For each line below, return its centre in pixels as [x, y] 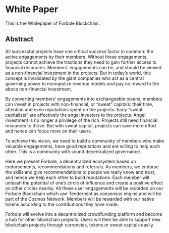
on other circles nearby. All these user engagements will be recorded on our [84, 188]
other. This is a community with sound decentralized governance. [73, 151]
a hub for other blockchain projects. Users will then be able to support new [83, 219]
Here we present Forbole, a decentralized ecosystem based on [71, 161]
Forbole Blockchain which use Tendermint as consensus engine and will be [83, 194]
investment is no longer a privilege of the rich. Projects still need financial [81, 120]
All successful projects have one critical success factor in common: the [79, 51]
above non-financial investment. [39, 89]
